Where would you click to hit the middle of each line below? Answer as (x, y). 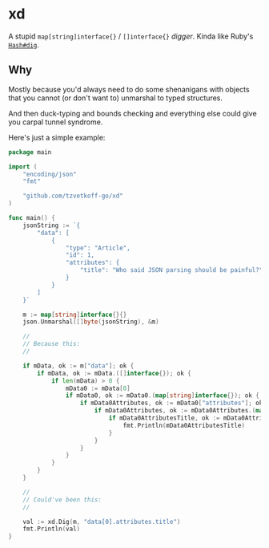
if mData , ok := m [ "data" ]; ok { (78, 366)
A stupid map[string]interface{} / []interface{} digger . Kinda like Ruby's (131, 36)
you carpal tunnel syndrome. (56, 122)
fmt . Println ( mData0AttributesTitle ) (184, 425)
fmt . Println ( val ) (52, 529)
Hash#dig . (24, 44)
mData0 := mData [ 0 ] (98, 388)
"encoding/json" (50, 174)
